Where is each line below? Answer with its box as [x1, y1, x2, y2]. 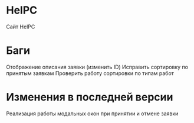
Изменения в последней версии [6, 90, 173, 104]
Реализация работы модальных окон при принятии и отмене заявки [6, 110, 179, 117]
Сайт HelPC [6, 23, 35, 30]
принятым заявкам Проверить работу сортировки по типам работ [6, 69, 174, 77]
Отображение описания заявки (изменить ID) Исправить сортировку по [6, 63, 189, 70]
